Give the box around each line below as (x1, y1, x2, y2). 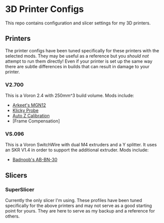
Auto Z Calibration (12, 113, 50, 119)
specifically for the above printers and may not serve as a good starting (5, 203, 152, 209)
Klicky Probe (12, 108, 39, 113)
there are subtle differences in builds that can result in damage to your (5, 63, 150, 69)
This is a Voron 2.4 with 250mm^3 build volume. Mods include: (5, 93, 135, 99)
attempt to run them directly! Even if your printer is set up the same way (5, 58, 153, 64)
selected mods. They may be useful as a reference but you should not (5, 53, 149, 59)
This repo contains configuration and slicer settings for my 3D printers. (5, 20, 151, 26)
